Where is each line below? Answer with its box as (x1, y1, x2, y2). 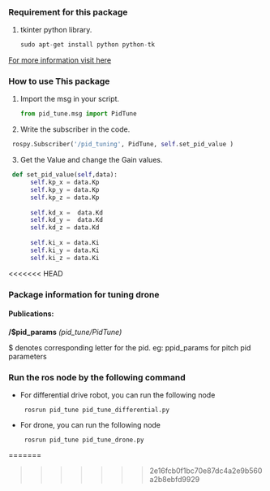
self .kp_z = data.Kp (29, 193, 100, 202)
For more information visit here (8, 55, 112, 65)
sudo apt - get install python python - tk (19, 41, 156, 49)
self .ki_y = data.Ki (29, 246, 100, 254)
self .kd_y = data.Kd (29, 216, 104, 224)
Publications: (8, 309, 54, 319)
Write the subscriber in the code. (19, 124, 131, 134)
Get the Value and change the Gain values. (19, 155, 163, 165)
